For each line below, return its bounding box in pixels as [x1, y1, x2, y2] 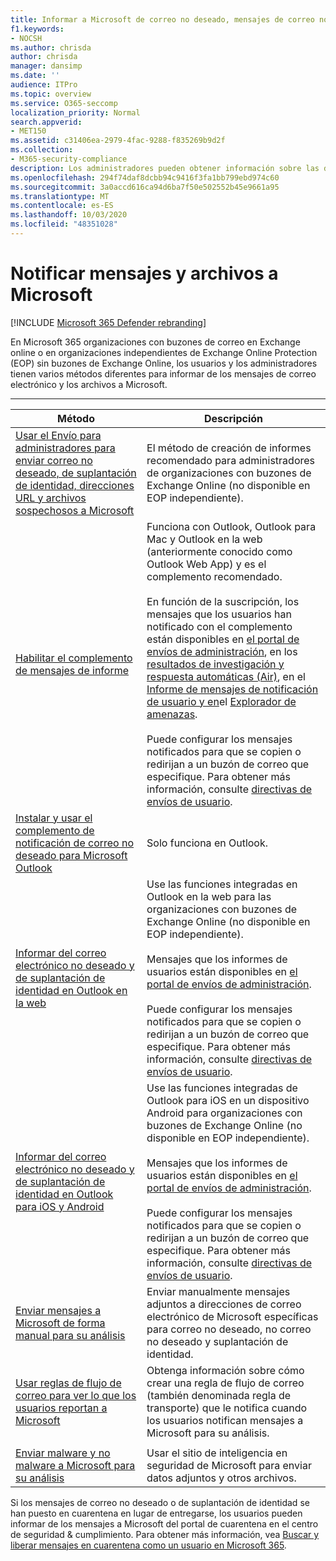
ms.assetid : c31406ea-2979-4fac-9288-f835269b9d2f [10, 136, 226, 146]
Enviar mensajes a [15, 1303, 102, 1317]
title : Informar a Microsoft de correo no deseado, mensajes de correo [10, 14, 315, 25]
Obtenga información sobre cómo [146, 1363, 305, 1377]
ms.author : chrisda [10, 42, 92, 53]
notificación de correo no [15, 836, 135, 850]
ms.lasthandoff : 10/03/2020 [10, 210, 128, 220]
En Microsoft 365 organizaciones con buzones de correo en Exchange [10, 336, 301, 348]
